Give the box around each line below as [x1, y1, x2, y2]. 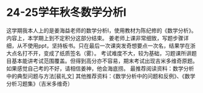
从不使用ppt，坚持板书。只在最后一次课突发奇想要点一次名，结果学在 [16, 42, 190, 49]
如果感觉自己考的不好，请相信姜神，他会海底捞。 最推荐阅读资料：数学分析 [6, 64, 194, 72]
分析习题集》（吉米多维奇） [6, 80, 73, 87]
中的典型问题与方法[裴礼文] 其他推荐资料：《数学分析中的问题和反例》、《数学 [6, 72, 196, 80]
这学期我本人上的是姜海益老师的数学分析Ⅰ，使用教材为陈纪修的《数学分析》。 [6, 27, 197, 34]
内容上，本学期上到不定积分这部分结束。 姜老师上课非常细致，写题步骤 [6, 34, 184, 41]
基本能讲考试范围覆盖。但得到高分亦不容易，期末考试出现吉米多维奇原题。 [11, 57, 198, 64]
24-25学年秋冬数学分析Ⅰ [6, 5, 126, 19]
